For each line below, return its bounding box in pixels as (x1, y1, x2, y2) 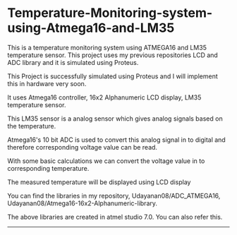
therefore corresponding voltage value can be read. (7, 143, 157, 151)
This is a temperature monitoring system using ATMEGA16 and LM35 (7, 43, 207, 52)
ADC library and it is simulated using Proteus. (7, 58, 139, 66)
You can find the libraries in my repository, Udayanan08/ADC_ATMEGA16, (7, 191, 221, 200)
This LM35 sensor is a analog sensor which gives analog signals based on (7, 114, 224, 123)
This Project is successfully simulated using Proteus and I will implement (7, 72, 219, 80)
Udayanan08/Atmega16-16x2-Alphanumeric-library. (7, 199, 157, 207)
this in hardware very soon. (7, 79, 87, 88)
